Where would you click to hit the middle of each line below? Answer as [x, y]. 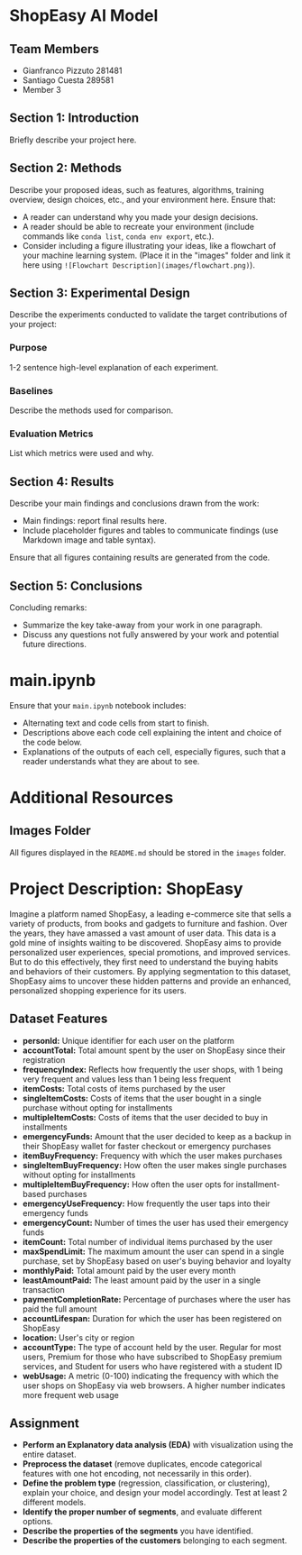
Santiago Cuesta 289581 [68, 80]
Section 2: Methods [65, 168]
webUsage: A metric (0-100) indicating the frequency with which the [151, 1376]
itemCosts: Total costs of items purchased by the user [124, 1088]
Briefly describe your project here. [73, 140]
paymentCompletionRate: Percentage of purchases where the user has [156, 1299]
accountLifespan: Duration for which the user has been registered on [152, 1318]
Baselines [32, 390]
